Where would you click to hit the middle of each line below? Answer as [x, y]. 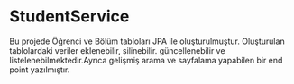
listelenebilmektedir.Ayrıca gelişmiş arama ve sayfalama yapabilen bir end [146, 60]
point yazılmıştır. [40, 70]
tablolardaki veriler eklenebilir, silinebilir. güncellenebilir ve [117, 50]
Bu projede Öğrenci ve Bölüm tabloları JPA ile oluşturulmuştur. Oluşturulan [147, 41]
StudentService [69, 17]
